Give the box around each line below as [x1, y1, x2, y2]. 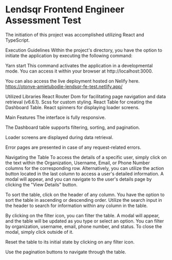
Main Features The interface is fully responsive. [5, 114, 106, 120]
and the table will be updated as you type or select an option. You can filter [5, 218, 164, 224]
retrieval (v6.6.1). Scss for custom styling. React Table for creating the [5, 99, 152, 105]
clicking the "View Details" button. [5, 181, 78, 187]
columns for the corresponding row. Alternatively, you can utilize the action [5, 165, 164, 171]
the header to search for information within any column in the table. [5, 202, 148, 209]
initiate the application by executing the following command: [5, 53, 132, 59]
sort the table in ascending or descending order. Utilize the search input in [5, 197, 163, 203]
